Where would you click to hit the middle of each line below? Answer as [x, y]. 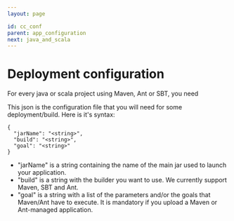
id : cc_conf [25, 26]
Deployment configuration [86, 74]
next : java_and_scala [39, 39]
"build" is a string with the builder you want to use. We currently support [122, 180]
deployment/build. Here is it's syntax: [61, 115]
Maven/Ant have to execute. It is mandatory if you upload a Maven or [117, 202]
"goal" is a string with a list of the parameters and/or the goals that [114, 195]
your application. [42, 173]
